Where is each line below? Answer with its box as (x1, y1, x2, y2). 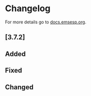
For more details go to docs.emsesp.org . (5, 19, 87, 25)
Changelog (5, 3, 51, 14)
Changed (5, 83, 34, 91)
